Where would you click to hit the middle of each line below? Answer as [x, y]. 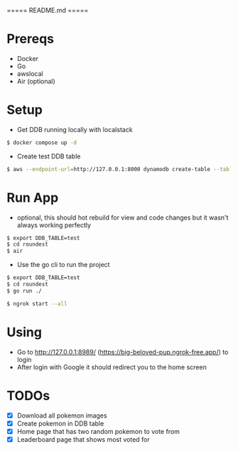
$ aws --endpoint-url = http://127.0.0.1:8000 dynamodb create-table [109, 169]
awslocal [30, 73]
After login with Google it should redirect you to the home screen [112, 367]
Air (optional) [36, 81]
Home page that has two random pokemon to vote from [98, 431]
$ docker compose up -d [42, 142]
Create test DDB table [49, 156]
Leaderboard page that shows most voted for [83, 439]
